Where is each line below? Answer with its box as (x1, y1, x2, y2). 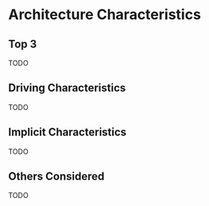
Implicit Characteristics (8, 126, 127, 139)
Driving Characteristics (8, 81, 126, 95)
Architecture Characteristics (8, 6, 201, 24)
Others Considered (8, 169, 105, 184)
